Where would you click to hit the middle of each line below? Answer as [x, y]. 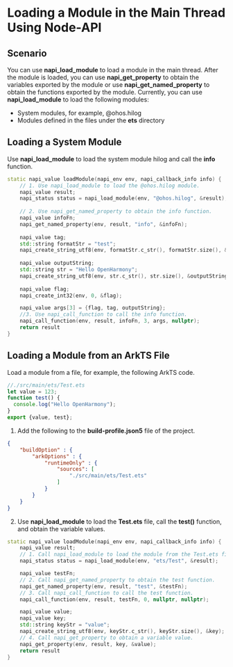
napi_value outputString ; [57, 263]
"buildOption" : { [46, 450]
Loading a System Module [64, 142]
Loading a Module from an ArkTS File [88, 356]
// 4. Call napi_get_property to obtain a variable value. [107, 638]
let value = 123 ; [32, 392]
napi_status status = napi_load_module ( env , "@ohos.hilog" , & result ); [124, 199]
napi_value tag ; [43, 237]
